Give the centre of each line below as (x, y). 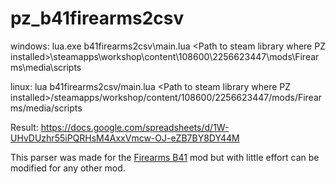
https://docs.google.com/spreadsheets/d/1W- (135, 127)
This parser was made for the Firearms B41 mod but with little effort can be (165, 157)
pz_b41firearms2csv (97, 18)
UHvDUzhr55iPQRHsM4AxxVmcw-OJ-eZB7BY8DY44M (125, 138)
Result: (24, 127)
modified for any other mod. (68, 168)
